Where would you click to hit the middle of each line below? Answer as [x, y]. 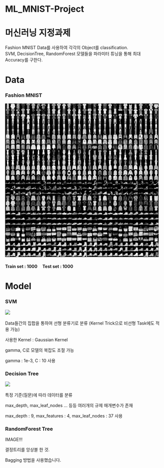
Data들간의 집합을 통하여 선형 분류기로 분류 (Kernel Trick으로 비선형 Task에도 [80, 323]
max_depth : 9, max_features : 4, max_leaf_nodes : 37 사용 [64, 415]
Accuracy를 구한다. [24, 60]
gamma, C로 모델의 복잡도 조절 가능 [40, 350]
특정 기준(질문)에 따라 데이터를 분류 [39, 395]
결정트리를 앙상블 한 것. [27, 450]
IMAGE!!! [14, 440]
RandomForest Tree [29, 429]
